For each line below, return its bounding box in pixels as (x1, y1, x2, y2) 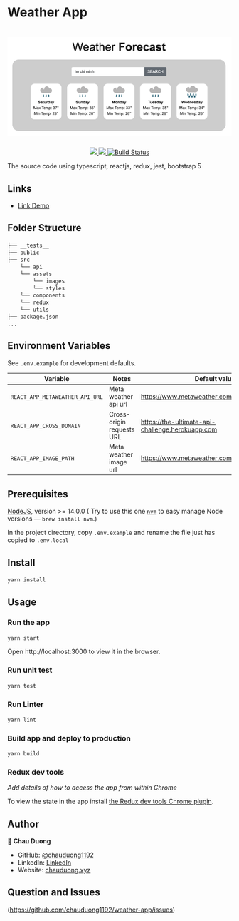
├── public (7, 249, 40, 256)
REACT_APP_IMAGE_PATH (10, 455, 75, 462)
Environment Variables (7, 340, 111, 352)
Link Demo (17, 201, 50, 210)
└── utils (20, 306, 50, 313)
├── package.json (7, 313, 59, 320)
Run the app (7, 618, 50, 628)
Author (7, 818, 39, 830)
